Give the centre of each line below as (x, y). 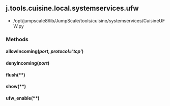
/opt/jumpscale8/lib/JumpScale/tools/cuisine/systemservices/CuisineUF (89, 20)
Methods (17, 39)
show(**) (16, 87)
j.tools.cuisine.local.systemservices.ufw (72, 8)
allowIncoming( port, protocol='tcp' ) (45, 51)
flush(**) (16, 75)
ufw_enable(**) (23, 98)
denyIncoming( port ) (28, 63)
